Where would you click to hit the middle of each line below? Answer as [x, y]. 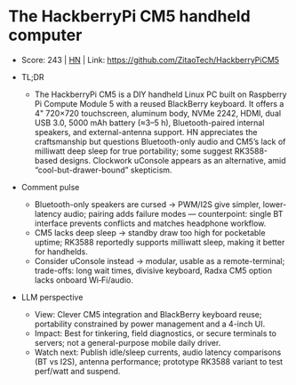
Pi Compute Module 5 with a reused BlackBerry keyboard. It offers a [159, 103]
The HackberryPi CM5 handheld [129, 16]
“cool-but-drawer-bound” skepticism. [103, 170]
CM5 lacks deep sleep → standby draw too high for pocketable [150, 232]
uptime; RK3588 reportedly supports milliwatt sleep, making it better [160, 242]
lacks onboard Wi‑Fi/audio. [84, 280]
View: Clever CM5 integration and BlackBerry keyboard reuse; [148, 314]
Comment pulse [50, 187]
